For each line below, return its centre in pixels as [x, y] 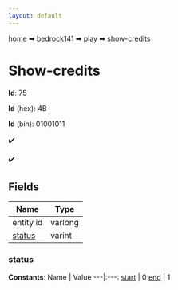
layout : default [35, 16]
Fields [24, 187]
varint [61, 236]
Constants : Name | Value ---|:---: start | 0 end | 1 [89, 277]
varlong [65, 223]
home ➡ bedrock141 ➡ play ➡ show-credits [79, 38]
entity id [28, 223]
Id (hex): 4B [28, 108]
